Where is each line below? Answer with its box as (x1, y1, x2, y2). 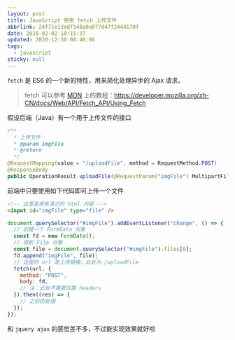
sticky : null (7, 56, 45, 63)
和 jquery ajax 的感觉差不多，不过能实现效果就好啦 (7, 324, 156, 333)
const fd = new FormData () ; (13, 233, 96, 240)
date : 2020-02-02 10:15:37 (7, 29, 86, 37)
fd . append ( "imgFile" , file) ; (13, 252, 99, 259)
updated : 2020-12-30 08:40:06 (7, 36, 96, 43)
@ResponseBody (7, 166, 49, 173)
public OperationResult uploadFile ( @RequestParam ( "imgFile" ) (7, 172, 190, 179)
